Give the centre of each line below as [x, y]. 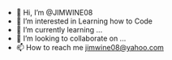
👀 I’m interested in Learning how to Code [84, 21]
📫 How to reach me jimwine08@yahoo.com [90, 47]
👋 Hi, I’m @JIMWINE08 [54, 13]
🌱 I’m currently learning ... [59, 30]
